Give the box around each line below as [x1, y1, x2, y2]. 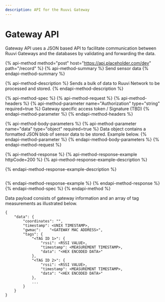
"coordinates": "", [23, 219, 63, 224]
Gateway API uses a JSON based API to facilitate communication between [5, 45, 157, 51]
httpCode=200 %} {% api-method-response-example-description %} [5, 156, 148, 162]
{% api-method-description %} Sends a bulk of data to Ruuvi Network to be [5, 80, 160, 86]
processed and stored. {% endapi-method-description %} [5, 85, 124, 91]
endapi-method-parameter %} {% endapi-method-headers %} [5, 111, 133, 117]
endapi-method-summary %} [5, 71, 65, 76]
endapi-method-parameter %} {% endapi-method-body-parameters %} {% [5, 136, 160, 142]
